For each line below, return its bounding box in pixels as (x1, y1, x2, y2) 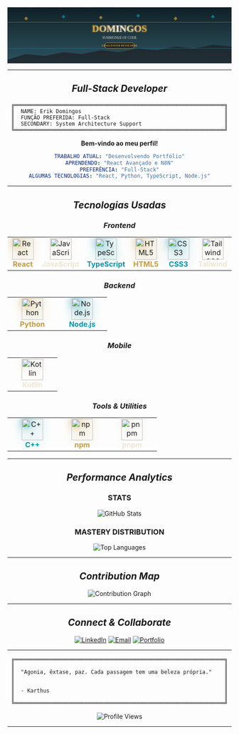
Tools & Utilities (92, 401, 147, 411)
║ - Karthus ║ (11, 687, 228, 694)
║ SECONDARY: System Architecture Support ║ (11, 120, 228, 127)
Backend (103, 281, 136, 290)
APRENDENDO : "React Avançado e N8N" (65, 159, 174, 167)
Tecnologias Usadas (73, 199, 166, 211)
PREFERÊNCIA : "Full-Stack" (79, 166, 160, 173)
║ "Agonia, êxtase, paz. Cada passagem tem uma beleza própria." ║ (11, 669, 228, 676)
